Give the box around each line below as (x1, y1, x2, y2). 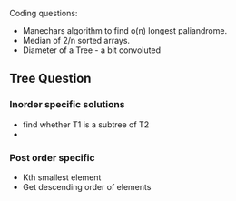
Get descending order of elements (22, 181, 152, 192)
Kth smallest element (22, 172, 102, 183)
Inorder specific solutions (9, 98, 125, 111)
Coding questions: (9, 8, 78, 18)
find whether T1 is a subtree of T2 (22, 118, 150, 130)
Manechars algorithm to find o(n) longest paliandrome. (22, 25, 228, 35)
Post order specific (9, 151, 95, 164)
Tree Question (9, 71, 92, 86)
